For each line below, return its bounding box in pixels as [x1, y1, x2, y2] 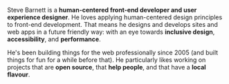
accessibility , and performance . [7, 35, 102, 43]
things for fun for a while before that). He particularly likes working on [7, 56, 206, 64]
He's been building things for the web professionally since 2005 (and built [7, 48, 219, 56]
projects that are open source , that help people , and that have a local [7, 63, 206, 71]
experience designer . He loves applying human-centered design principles [7, 13, 223, 21]
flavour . [7, 70, 30, 78]
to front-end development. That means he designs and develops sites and [7, 21, 218, 28]
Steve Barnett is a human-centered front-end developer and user [7, 6, 197, 14]
